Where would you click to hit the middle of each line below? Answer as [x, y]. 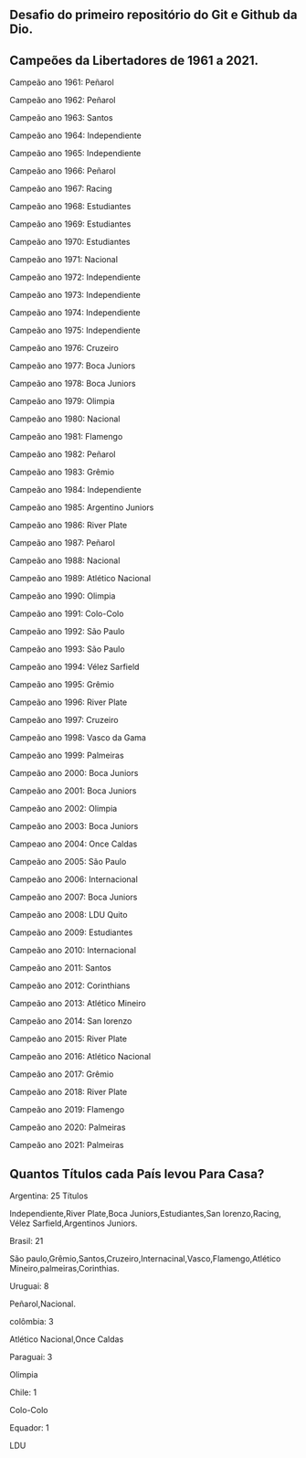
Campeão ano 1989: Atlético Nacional [80, 579]
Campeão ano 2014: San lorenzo [71, 1021]
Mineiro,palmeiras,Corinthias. [65, 1269]
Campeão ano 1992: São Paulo [67, 632]
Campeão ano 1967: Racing [61, 189]
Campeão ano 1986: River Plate [69, 526]
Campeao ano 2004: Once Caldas [74, 844]
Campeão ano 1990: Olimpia [63, 596]
